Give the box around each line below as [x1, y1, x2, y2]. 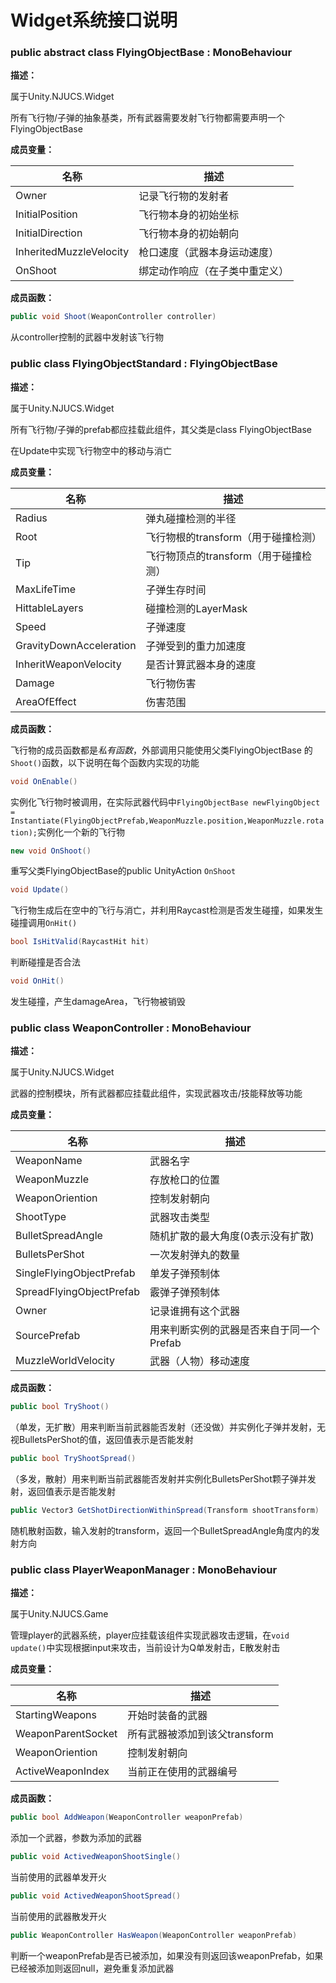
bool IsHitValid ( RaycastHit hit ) [10, 937, 150, 947]
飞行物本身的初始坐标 [138, 208, 240, 222]
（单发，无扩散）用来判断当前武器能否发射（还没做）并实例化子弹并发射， [10, 1421, 317, 1433]
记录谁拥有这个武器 [149, 1304, 240, 1318]
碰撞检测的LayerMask [145, 601, 248, 615]
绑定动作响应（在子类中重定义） [138, 264, 290, 278]
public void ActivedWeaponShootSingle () [10, 1852, 182, 1862]
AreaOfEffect [15, 694, 77, 708]
